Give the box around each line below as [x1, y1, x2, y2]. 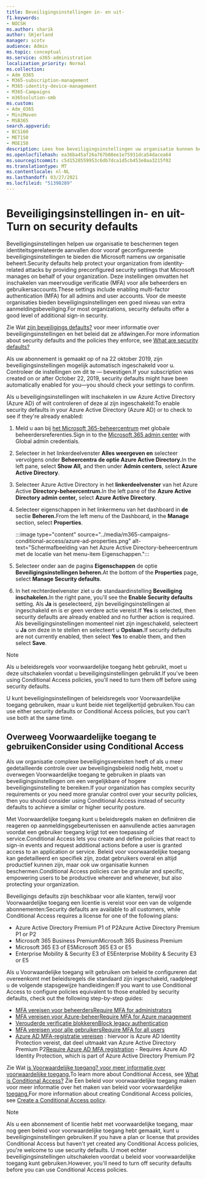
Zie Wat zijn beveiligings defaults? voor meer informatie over [6, 323, 159, 331]
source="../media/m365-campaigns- [77, 530, 170, 538]
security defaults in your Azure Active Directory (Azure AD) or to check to [6, 406, 193, 413]
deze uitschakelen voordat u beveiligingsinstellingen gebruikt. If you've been [6, 670, 199, 677]
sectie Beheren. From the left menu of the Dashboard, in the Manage [15, 512, 189, 519]
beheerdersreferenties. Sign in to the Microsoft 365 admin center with [15, 431, 191, 438]
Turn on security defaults [6, 220, 139, 234]
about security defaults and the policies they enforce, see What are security [6, 336, 199, 344]
